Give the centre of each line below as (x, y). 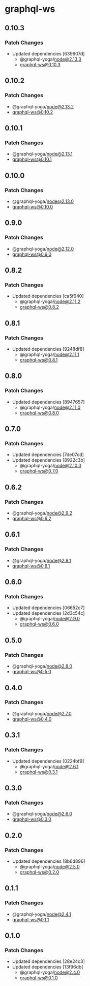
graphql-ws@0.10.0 (33, 206)
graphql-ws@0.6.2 (32, 519)
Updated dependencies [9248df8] (48, 349)
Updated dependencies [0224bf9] (48, 761)
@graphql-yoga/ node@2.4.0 (50, 972)
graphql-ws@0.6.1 (31, 566)
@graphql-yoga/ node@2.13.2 (43, 106)
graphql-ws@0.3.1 (39, 772)
